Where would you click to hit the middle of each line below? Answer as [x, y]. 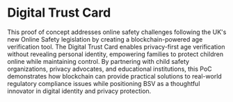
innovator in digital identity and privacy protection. [79, 91]
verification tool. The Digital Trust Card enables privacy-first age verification [116, 46]
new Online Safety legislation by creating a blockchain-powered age [105, 39]
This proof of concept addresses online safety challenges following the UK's [117, 32]
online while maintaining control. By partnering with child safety [98, 61]
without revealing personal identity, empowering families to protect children [115, 54]
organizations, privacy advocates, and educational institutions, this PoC [110, 69]
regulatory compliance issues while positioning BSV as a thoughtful [104, 83]
